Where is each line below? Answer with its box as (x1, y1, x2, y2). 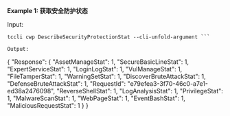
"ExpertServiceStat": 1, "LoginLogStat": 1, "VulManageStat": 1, (7, 65, 183, 73)
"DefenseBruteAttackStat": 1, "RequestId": (7, 80, 126, 88)
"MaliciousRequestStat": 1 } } (7, 102, 89, 109)
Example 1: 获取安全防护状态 (7, 7, 88, 14)
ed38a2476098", (7, 87, 56, 95)
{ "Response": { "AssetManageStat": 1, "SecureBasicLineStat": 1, (7, 58, 189, 66)
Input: (7, 21, 24, 28)
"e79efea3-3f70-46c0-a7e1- (127, 80, 208, 88)
